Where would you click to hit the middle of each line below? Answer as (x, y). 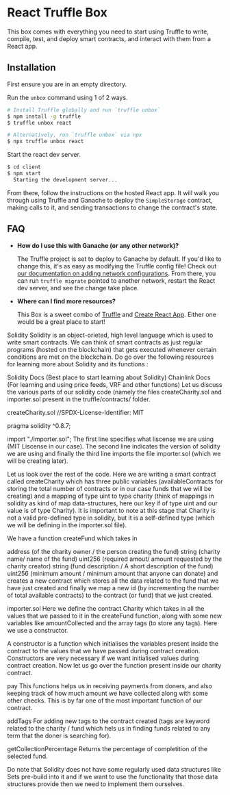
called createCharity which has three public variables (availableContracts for (115, 481)
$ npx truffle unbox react (46, 142)
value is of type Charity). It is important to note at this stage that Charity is (111, 510)
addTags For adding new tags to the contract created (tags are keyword (108, 721)
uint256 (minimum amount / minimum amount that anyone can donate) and (113, 573)
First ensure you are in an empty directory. (67, 84)
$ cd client (24, 167)
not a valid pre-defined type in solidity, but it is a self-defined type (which (111, 518)
